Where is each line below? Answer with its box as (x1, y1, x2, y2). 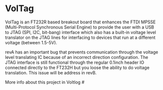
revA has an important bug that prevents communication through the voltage (5, 49, 158, 55)
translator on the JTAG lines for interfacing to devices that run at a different (5, 35, 156, 40)
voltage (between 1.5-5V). (5, 39, 57, 45)
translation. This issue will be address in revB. (5, 70, 97, 75)
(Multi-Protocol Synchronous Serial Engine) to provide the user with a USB (5, 24, 154, 30)
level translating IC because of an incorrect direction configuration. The (5, 54, 148, 60)
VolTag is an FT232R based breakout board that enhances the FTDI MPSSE (5, 19, 156, 25)
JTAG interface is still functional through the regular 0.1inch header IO (5, 59, 145, 65)
